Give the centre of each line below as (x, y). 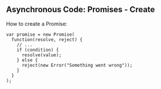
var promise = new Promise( (41, 35)
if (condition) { (38, 50)
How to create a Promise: (37, 23)
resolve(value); (41, 55)
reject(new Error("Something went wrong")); (77, 65)
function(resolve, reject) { (47, 40)
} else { (27, 60)
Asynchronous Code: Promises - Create (80, 10)
